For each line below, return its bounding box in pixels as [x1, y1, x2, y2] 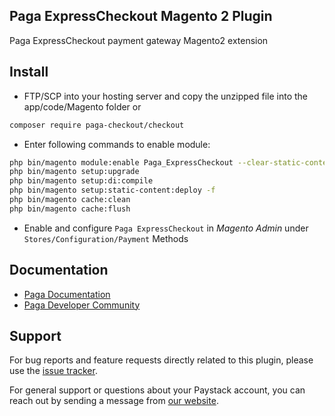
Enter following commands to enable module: [23, 138, 211, 150]
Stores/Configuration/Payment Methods [23, 232, 189, 244]
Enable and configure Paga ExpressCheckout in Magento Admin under [23, 222, 309, 234]
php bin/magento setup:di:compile [9, 176, 154, 186]
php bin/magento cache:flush [9, 204, 131, 214]
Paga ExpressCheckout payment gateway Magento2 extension [9, 34, 269, 46]
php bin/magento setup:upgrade [9, 167, 140, 177]
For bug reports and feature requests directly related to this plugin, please [9, 354, 314, 366]
